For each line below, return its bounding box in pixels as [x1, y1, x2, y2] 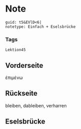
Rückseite [5, 89, 38, 98]
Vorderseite [5, 61, 44, 70]
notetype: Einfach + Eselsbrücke [5, 24, 76, 29]
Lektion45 [5, 48, 26, 53]
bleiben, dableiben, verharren [5, 102, 67, 109]
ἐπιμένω [5, 74, 23, 81]
